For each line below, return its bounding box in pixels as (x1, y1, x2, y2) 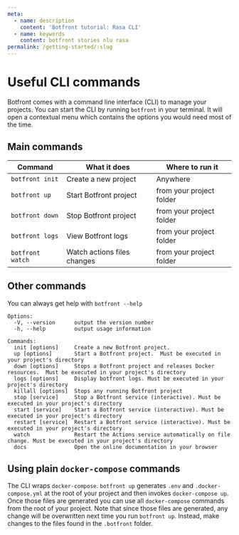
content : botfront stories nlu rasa (20, 37, 129, 44)
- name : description (14, 17, 75, 24)
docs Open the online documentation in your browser (14, 443, 218, 450)
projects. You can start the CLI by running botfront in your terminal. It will (7, 105, 223, 114)
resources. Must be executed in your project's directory (7, 369, 186, 376)
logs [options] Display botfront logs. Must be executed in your (14, 375, 224, 382)
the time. (7, 120, 33, 129)
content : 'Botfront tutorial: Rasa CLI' (20, 23, 142, 31)
